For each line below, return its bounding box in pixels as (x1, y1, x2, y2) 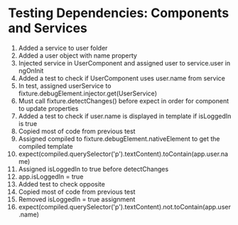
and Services (8, 20, 88, 36)
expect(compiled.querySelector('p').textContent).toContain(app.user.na (18, 150, 229, 158)
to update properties (18, 104, 79, 112)
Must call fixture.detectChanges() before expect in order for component (18, 96, 229, 105)
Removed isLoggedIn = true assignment (18, 194, 136, 204)
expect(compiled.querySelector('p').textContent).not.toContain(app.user (18, 202, 232, 211)
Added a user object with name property (18, 51, 138, 60)
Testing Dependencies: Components (8, 5, 229, 21)
